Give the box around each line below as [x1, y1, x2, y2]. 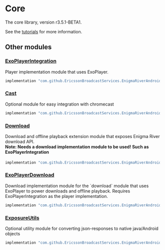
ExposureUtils [5, 214, 40, 221]
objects [5, 230, 21, 236]
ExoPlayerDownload [5, 171, 55, 178]
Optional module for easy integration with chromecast [5, 101, 114, 107]
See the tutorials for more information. [5, 28, 82, 34]
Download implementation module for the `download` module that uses [5, 183, 149, 189]
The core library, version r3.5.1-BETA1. [5, 19, 82, 25]
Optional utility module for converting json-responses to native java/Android [5, 225, 159, 231]
